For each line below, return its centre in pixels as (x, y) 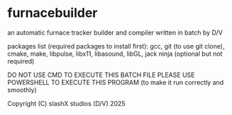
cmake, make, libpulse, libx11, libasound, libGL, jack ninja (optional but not (115, 54)
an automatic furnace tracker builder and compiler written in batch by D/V (115, 32)
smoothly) (22, 90)
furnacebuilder (53, 13)
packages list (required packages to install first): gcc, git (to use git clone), (116, 46)
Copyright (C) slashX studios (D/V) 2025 (66, 103)
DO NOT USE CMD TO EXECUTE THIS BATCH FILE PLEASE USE (101, 75)
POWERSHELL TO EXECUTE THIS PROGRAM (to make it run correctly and (116, 82)
